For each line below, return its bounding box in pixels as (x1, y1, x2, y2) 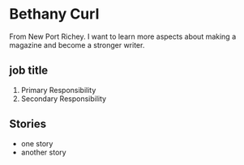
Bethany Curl (9, 5, 100, 23)
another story (20, 147, 67, 157)
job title (9, 64, 49, 78)
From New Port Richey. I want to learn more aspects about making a (9, 32, 237, 41)
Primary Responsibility (20, 85, 96, 95)
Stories (9, 117, 47, 131)
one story (20, 138, 54, 148)
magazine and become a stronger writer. (9, 40, 145, 49)
